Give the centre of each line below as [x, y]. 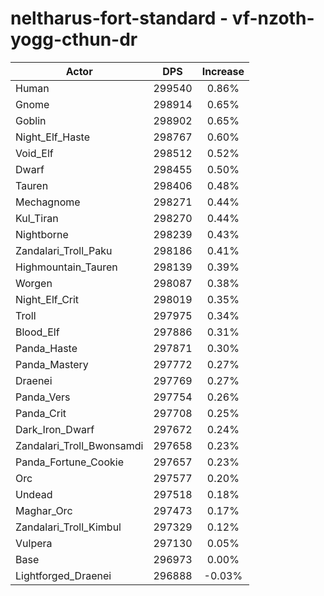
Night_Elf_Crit [47, 299]
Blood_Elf [37, 332]
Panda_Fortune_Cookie [69, 462]
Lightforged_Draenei [63, 575]
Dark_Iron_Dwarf [55, 429]
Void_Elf [34, 153]
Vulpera [34, 543]
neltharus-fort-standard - [119, 18]
